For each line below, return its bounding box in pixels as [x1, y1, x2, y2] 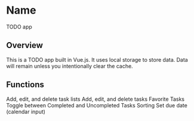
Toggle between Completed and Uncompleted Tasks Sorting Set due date [6, 101, 188, 109]
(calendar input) [6, 108, 46, 115]
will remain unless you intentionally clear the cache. [6, 62, 133, 69]
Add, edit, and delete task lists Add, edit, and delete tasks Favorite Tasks [6, 95, 185, 103]
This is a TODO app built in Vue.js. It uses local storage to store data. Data [6, 56, 188, 63]
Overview [6, 40, 44, 50]
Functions [6, 79, 45, 90]
